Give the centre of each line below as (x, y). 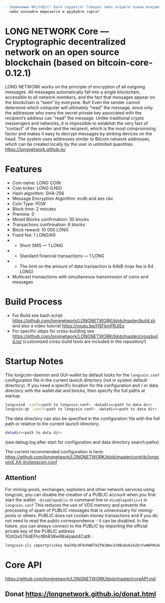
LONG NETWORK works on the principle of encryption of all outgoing (75, 86)
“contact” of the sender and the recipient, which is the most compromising (81, 128)
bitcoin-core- (125, 63)
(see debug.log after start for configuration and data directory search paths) (82, 442)
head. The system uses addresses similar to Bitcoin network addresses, (78, 139)
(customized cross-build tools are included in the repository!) (84, 341)
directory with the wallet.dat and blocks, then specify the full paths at (75, 390)
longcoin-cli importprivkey (34, 545)
